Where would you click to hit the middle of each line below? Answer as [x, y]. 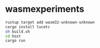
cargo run [15, 41]
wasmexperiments [45, 9]
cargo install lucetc [28, 27]
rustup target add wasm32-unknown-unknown [50, 22]
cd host [13, 36]
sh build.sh [17, 31]
